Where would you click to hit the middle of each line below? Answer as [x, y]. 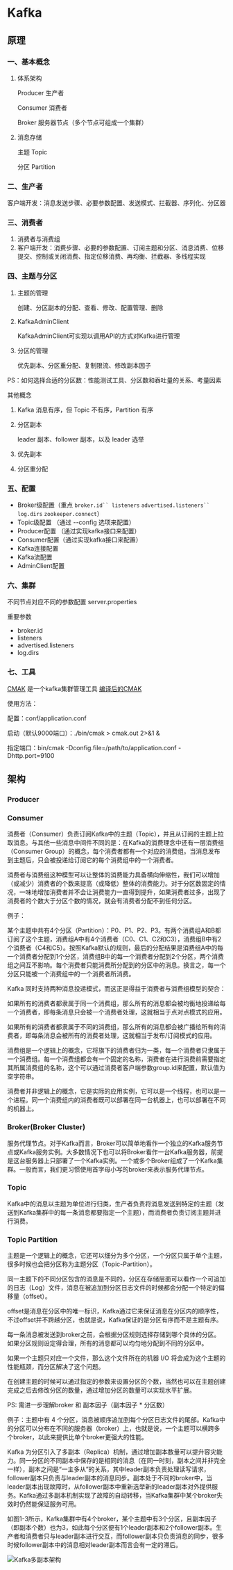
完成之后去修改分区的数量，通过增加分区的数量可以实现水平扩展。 [101, 1390]
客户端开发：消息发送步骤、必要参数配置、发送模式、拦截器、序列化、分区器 [116, 203]
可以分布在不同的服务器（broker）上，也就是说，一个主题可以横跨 [120, 1429]
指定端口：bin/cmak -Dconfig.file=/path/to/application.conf [92, 747]
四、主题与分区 [32, 276]
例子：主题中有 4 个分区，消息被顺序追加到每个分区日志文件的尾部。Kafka [113, 1420]
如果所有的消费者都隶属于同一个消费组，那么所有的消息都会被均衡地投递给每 [116, 1003]
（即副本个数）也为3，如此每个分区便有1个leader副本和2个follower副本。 [112, 1528]
